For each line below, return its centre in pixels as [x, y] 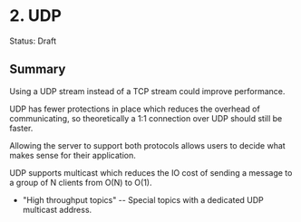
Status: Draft [33, 41]
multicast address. [57, 209]
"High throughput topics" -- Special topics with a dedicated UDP [143, 199]
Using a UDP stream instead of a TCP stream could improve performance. [147, 91]
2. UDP [35, 16]
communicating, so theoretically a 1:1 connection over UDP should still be [146, 118]
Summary [38, 69]
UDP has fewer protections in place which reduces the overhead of [135, 109]
